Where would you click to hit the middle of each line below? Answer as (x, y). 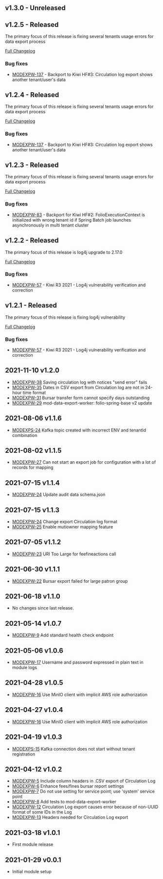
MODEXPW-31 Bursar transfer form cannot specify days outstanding (81, 398)
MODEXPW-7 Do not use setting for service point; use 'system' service (83, 791)
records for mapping (33, 468)
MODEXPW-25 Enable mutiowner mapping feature (63, 527)
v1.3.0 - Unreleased (35, 8)
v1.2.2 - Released (32, 240)
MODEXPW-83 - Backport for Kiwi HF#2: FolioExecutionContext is (78, 215)
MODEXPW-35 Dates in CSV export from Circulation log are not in (78, 387)
